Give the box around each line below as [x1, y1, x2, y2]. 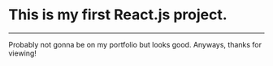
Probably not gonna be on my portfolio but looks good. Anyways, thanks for [8, 39, 262, 49]
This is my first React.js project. [8, 6, 227, 24]
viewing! [8, 48, 37, 58]
